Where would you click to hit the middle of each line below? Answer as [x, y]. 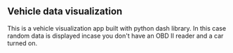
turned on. [22, 43]
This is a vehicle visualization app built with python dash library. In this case [117, 28]
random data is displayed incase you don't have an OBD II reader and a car [115, 36]
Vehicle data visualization [65, 12]
